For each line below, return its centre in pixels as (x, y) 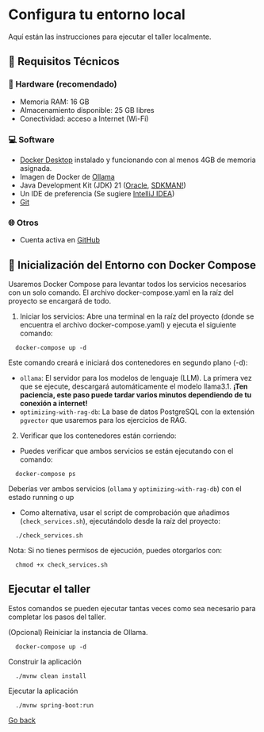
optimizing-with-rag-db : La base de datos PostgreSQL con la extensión (137, 412)
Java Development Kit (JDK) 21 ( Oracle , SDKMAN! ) (103, 185)
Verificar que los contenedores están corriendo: (98, 436)
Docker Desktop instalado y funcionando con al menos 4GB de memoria (138, 160)
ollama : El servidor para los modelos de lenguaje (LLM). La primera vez (136, 378)
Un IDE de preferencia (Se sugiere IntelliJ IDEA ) (97, 193)
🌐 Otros (24, 223)
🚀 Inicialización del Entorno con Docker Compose (132, 265)
